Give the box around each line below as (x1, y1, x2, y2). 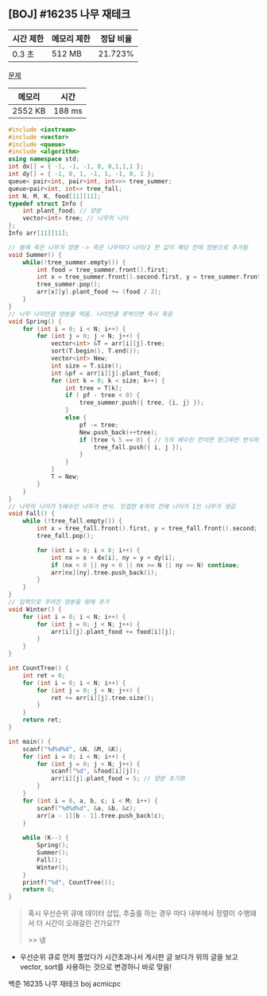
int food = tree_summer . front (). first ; (37, 266, 169, 274)
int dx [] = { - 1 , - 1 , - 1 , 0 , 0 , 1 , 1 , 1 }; (8, 162, 145, 171)
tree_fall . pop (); (37, 532, 94, 540)
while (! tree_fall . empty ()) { (22, 517, 123, 525)
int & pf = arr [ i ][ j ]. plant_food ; (50, 369, 161, 377)
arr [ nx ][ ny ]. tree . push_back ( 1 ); (50, 568, 158, 577)
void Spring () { (8, 317, 62, 325)
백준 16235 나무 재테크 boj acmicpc (8, 979, 122, 989)
